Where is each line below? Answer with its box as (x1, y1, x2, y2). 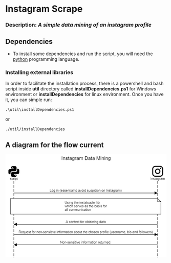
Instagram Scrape (5, 3, 83, 15)
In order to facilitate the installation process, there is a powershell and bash (5, 80, 164, 87)
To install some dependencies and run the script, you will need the (12, 51, 153, 57)
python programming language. (12, 56, 80, 62)
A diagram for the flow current (5, 140, 104, 149)
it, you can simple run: (5, 97, 52, 103)
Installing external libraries (5, 68, 73, 76)
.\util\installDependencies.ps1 (5, 107, 74, 112)
